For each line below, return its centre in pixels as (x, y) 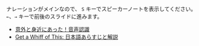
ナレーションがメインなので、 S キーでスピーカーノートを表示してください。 (101, 9)
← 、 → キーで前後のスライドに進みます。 (54, 16)
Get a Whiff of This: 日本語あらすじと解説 (67, 37)
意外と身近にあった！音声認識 (52, 29)
